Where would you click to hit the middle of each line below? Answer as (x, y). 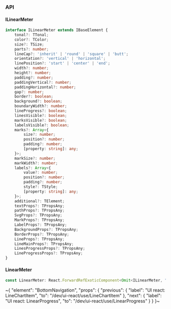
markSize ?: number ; (35, 158)
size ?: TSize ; (29, 44)
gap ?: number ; (29, 92)
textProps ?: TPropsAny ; (40, 206)
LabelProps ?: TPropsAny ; (41, 225)
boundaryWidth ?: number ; (41, 106)
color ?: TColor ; (32, 39)
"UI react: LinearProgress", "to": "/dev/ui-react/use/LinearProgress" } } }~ (83, 301)
